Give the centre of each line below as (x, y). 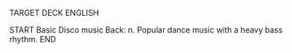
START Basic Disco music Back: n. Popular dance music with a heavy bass (146, 30)
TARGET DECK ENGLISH (54, 13)
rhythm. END (32, 39)
